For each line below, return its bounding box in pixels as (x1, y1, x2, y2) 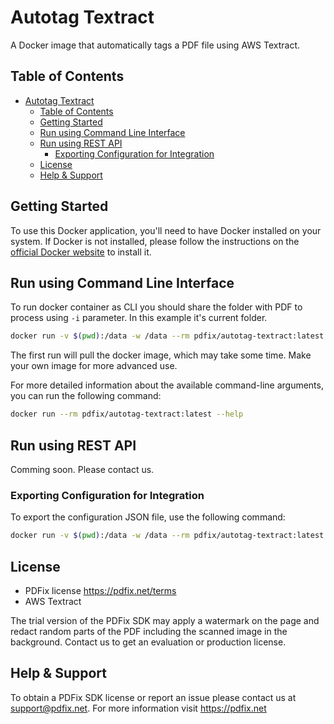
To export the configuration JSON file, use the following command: (10, 511, 286, 523)
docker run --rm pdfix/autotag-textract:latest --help (10, 409, 244, 420)
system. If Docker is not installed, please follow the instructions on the (10, 235, 300, 247)
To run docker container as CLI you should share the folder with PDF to (10, 301, 303, 313)
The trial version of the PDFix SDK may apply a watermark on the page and (10, 614, 320, 626)
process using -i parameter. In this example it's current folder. (10, 312, 268, 324)
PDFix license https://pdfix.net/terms (24, 584, 177, 596)
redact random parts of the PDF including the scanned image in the (10, 625, 288, 637)
